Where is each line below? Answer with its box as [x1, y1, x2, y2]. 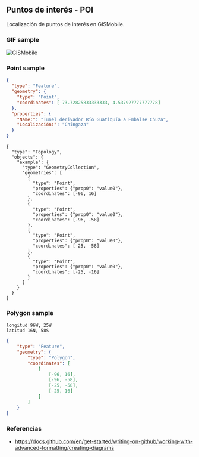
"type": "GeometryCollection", [21, 165, 100, 171]
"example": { [17, 159, 49, 166]
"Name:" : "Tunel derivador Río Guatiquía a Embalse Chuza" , [17, 116, 169, 122]
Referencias [6, 424, 42, 433]
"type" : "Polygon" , [27, 354, 76, 360]
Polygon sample [6, 308, 54, 317]
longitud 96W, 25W [6, 322, 52, 329]
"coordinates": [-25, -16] [32, 269, 100, 275]
